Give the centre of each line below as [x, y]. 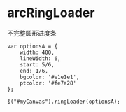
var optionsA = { [33, 46]
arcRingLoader [51, 13]
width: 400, [37, 52]
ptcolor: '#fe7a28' [48, 83]
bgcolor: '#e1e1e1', [50, 77]
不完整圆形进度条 [32, 33]
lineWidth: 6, [40, 58]
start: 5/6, [37, 64]
